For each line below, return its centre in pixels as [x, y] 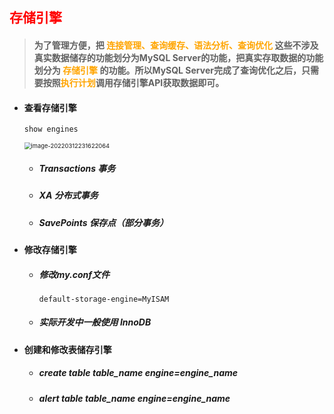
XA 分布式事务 [68, 195]
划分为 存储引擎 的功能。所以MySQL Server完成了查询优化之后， [167, 70]
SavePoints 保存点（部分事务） [103, 222]
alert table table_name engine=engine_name [134, 398]
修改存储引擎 [50, 249]
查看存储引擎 [50, 107]
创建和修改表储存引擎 [67, 349]
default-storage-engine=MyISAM [104, 299]
